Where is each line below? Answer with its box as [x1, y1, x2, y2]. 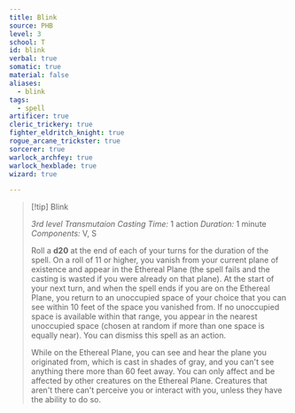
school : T [9, 37, 46, 47]
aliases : [9, 79, 42, 88]
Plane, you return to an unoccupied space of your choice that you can [30, 292, 286, 303]
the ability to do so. [30, 394, 102, 405]
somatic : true [9, 63, 62, 72]
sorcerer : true [9, 144, 66, 153]
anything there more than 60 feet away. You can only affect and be [30, 366, 276, 377]
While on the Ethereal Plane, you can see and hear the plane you [30, 347, 268, 358]
